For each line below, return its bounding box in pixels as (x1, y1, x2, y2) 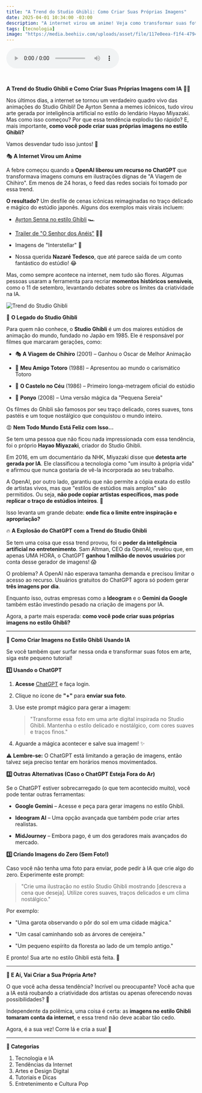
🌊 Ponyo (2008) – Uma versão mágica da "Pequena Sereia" (14, 394, 163, 402)
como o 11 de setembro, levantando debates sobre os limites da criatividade (6, 284, 194, 291)
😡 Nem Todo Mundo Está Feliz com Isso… (6, 424, 114, 431)
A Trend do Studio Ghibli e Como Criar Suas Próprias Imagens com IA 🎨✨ (6, 85, 191, 92)
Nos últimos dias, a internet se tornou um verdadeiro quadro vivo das (6, 97, 178, 104)
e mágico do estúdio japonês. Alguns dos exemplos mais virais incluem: (6, 204, 185, 211)
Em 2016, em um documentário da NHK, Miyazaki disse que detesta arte (6, 453, 187, 461)
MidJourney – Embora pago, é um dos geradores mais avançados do (14, 833, 188, 840)
